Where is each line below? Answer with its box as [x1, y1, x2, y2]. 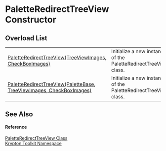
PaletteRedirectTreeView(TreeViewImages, [7, 54, 107, 61]
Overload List [5, 34, 47, 42]
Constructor [5, 14, 57, 25]
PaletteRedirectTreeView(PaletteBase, [7, 81, 95, 87]
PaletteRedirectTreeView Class [5, 135, 68, 141]
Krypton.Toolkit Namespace [5, 140, 62, 146]
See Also [5, 110, 33, 119]
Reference [5, 124, 27, 130]
